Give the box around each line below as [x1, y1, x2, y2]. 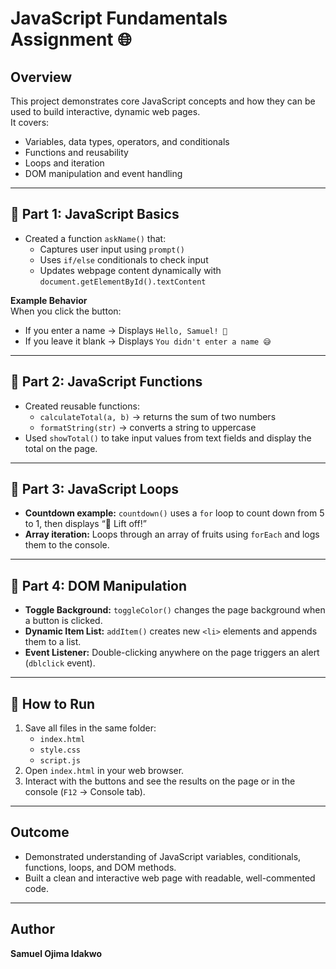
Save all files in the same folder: [24, 722, 157, 734]
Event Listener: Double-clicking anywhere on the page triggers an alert [24, 647, 320, 659]
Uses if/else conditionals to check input [39, 253, 209, 266]
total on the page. [24, 442, 98, 454]
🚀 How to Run [10, 695, 96, 712]
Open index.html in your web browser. [24, 765, 185, 777]
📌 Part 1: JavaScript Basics [10, 206, 180, 223]
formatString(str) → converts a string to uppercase [39, 421, 257, 433]
